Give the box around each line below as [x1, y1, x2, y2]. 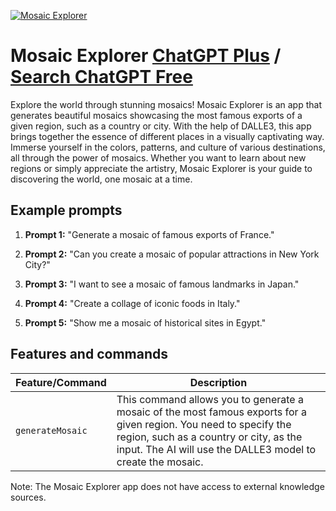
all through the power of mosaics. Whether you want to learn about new [10, 151, 307, 164]
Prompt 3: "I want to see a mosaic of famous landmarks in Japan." [24, 278, 300, 290]
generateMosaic [15, 425, 88, 436]
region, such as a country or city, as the [116, 430, 303, 444]
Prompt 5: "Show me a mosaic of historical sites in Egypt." [24, 316, 267, 329]
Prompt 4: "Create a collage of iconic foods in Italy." [24, 297, 241, 309]
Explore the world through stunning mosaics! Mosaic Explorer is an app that [10, 98, 322, 110]
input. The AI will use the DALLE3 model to [116, 442, 317, 456]
